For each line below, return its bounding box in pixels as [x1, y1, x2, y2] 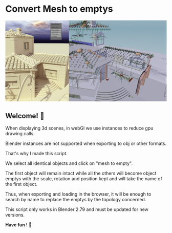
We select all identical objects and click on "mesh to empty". [5, 160, 133, 166]
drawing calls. [5, 131, 35, 137]
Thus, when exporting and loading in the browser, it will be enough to [5, 191, 152, 197]
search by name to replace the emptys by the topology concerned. [5, 197, 146, 203]
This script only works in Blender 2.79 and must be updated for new [5, 206, 148, 213]
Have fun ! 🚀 [5, 222, 32, 228]
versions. [5, 212, 25, 218]
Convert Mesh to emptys [5, 3, 114, 15]
